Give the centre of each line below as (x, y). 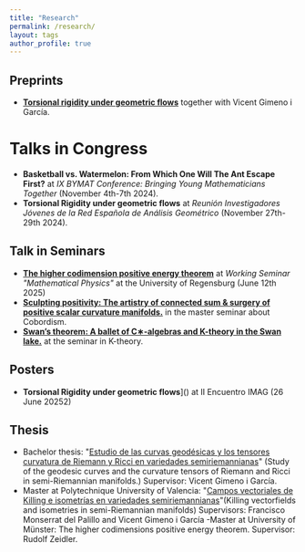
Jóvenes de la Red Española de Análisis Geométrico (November (143, 213)
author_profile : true (51, 43)
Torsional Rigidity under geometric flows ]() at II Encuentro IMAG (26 (153, 391)
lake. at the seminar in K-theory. (83, 341)
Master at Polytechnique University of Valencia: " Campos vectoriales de (158, 491)
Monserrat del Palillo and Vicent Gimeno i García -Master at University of (159, 520)
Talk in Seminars (57, 251)
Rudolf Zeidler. (50, 539)
